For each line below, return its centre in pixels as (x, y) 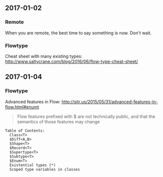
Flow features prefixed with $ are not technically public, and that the (86, 116)
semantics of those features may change (58, 121)
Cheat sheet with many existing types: (44, 56)
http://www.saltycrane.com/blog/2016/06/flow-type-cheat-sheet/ (72, 61)
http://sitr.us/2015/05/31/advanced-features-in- (110, 102)
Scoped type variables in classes (45, 169)
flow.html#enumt (22, 107)
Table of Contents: (25, 131)
